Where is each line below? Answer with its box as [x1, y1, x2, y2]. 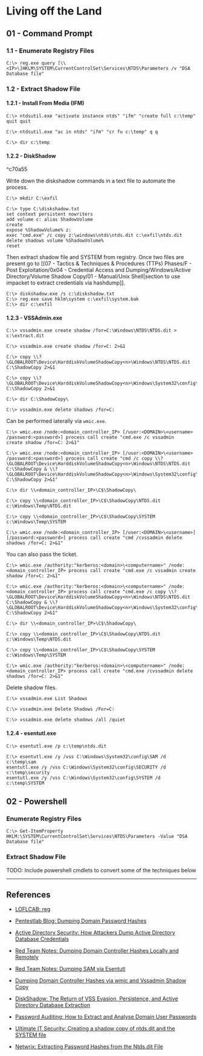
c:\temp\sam [6, 759, 36, 765]
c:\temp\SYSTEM [6, 780, 45, 786]
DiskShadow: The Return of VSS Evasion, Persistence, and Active [14, 995, 178, 1002]
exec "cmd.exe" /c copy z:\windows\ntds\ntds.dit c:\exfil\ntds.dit [6, 233, 182, 239]
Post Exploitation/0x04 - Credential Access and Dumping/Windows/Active [6, 266, 192, 274]
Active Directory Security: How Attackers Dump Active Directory [14, 929, 175, 936]
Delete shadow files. [6, 684, 57, 691]
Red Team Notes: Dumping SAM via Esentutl [14, 965, 126, 973]
